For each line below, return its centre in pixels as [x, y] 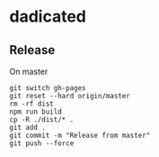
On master [29, 71]
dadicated [48, 17]
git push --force [42, 143]
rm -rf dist [31, 104]
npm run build [36, 112]
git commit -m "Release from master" [80, 135]
